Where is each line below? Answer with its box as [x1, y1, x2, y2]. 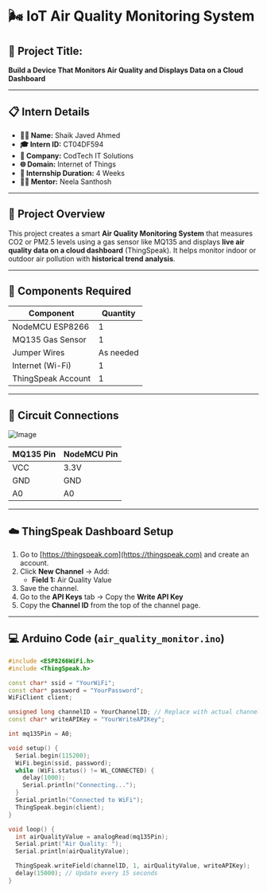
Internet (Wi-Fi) [12, 360, 72, 371]
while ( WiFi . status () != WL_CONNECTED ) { [15, 766, 155, 774]
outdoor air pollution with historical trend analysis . [8, 253, 176, 264]
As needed [98, 347, 139, 358]
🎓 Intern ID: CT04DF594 [19, 139, 104, 149]
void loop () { [8, 825, 56, 833]
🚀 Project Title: [8, 44, 83, 57]
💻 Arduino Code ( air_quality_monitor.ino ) [8, 632, 225, 646]
